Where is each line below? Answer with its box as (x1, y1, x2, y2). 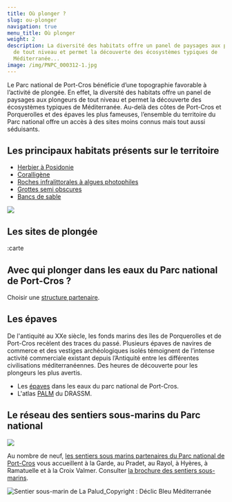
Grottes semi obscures (17, 185, 82, 194)
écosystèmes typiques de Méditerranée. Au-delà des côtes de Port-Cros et (7, 102, 222, 111)
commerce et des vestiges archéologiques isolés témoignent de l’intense (7, 346, 215, 355)
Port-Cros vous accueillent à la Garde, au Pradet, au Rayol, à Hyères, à (7, 458, 209, 467)
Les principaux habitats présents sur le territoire (7, 145, 220, 156)
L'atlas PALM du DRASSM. (17, 389, 92, 397)
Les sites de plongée (7, 226, 98, 237)
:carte (7, 244, 24, 253)
